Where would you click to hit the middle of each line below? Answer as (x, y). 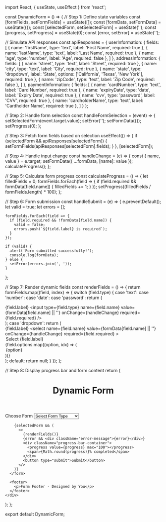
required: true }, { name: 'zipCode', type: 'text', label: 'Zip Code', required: (80, 79)
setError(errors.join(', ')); (41, 264)
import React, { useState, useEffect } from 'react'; (56, 7)
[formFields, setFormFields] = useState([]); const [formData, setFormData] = (83, 22)
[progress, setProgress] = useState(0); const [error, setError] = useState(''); (83, 33)
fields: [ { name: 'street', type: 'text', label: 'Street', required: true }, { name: (81, 63)
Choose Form (19, 416)
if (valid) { (19, 246)
